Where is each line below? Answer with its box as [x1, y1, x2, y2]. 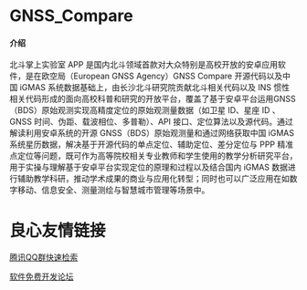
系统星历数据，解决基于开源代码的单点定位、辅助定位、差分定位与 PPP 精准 [9, 139, 294, 150]
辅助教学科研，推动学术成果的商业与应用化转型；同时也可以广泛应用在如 [16, 173, 290, 184]
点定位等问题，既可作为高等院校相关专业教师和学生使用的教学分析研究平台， [9, 150, 298, 161]
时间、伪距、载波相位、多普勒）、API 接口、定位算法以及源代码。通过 [33, 116, 294, 128]
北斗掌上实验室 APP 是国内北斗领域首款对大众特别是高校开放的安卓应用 [9, 59, 279, 70]
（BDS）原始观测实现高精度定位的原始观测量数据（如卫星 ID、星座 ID [9, 105, 270, 116]
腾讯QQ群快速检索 [9, 252, 79, 263]
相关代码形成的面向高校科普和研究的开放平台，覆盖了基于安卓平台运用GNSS [9, 93, 296, 105]
